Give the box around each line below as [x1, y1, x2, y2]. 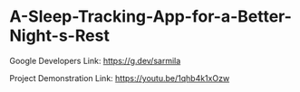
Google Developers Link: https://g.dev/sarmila [9, 55, 181, 66]
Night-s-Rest [9, 25, 111, 46]
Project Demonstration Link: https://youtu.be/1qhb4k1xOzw [9, 72, 230, 83]
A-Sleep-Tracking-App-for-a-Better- [9, 6, 293, 27]
